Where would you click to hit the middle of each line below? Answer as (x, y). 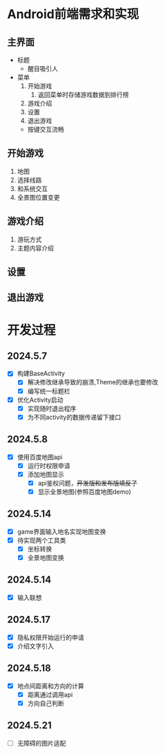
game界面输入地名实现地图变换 (61, 531)
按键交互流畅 (46, 129)
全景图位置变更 (38, 197)
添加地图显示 (46, 474)
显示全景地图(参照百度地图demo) (84, 491)
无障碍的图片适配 (41, 743)
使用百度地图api (40, 457)
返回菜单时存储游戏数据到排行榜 (83, 95)
